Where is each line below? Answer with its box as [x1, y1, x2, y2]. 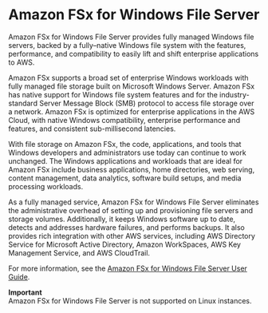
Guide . [8, 271, 30, 281]
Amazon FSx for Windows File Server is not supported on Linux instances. [8, 295, 252, 305]
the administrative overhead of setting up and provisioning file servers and [8, 205, 254, 215]
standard [8, 98, 38, 108]
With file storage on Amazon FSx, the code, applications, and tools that [8, 139, 242, 149]
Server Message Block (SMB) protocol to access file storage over [39, 98, 254, 108]
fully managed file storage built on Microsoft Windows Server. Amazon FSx [8, 81, 255, 91]
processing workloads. [8, 181, 84, 191]
